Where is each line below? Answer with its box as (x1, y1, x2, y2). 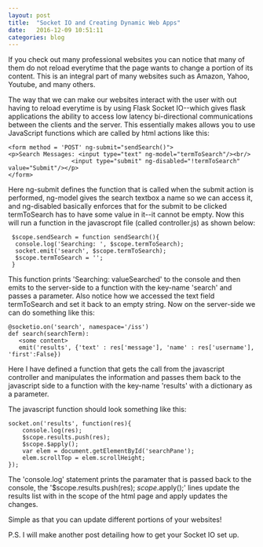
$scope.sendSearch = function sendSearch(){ (11, 233, 159, 242)
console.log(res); (22, 427, 82, 435)
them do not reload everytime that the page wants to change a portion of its (8, 64, 254, 73)
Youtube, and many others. (8, 80, 96, 89)
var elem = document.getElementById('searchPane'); (22, 447, 195, 455)
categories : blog (8, 33, 65, 42)
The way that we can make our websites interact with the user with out (8, 95, 237, 104)
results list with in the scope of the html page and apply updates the (8, 491, 228, 501)
